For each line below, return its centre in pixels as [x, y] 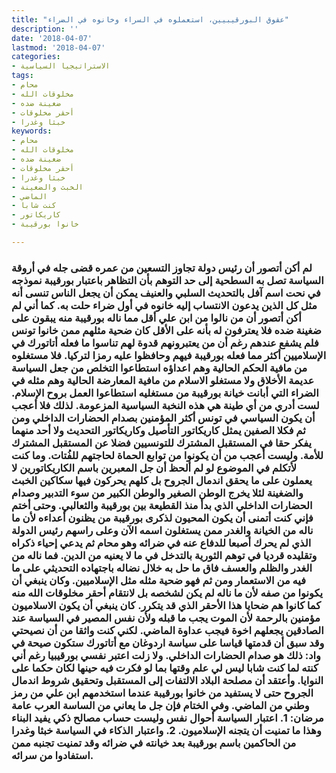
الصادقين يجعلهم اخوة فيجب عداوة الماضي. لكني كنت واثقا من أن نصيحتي [167, 630]
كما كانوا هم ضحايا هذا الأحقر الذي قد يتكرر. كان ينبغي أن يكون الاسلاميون [166, 605]
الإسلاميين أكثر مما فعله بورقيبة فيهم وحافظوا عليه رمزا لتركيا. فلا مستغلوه [169, 355]
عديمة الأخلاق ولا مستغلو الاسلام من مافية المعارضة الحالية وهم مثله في [163, 380]
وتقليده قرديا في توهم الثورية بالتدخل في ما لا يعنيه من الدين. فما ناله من [164, 555]
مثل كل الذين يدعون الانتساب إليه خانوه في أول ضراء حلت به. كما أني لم [164, 305]
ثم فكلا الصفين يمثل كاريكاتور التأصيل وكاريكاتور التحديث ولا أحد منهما [158, 430]
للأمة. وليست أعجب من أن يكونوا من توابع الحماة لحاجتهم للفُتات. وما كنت [167, 455]
